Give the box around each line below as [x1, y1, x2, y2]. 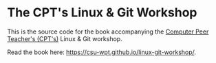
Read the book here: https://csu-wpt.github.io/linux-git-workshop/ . [7, 48, 197, 56]
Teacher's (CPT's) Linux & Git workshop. [7, 34, 122, 42]
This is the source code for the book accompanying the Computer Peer [7, 27, 209, 36]
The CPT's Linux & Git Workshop [7, 5, 197, 21]
